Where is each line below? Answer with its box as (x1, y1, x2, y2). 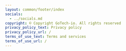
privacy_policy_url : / (5, 30, 51, 34)
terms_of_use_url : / (5, 39, 47, 44)
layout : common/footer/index (5, 7, 64, 12)
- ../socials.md (9, 16, 42, 21)
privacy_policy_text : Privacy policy (5, 25, 82, 30)
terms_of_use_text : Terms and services (5, 34, 86, 39)
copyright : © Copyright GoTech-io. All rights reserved (5, 20, 121, 26)
